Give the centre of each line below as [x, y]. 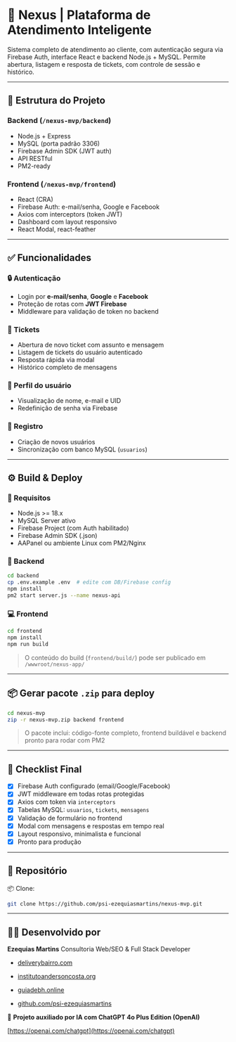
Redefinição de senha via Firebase [67, 409]
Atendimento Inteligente [80, 30]
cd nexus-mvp [26, 713]
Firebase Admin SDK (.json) [57, 536]
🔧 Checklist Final [45, 769]
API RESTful [35, 158]
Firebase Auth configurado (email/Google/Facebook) [94, 786]
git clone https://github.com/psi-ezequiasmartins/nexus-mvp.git [105, 903]
